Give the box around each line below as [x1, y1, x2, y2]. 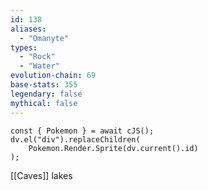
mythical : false [10, 98, 78, 108]
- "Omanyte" [19, 33, 70, 43]
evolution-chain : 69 [10, 71, 97, 81]
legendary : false [10, 89, 83, 99]
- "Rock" [19, 52, 56, 62]
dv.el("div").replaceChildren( [10, 134, 141, 145]
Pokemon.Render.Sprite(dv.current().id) [28, 143, 199, 153]
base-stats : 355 [10, 80, 78, 90]
